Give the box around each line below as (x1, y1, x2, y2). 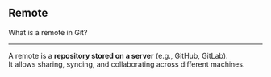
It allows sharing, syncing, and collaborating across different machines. (8, 59, 245, 69)
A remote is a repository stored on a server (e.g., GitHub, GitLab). (8, 51, 228, 60)
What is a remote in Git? (8, 27, 88, 37)
